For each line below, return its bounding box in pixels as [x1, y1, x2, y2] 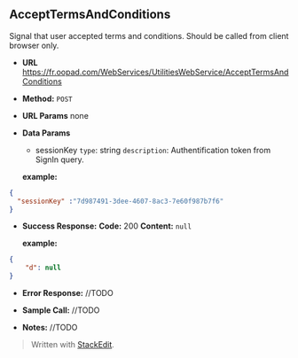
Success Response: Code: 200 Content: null [21, 221, 192, 231]
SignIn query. [35, 154, 84, 165]
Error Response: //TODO [21, 288, 114, 299]
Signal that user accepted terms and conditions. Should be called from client [9, 30, 289, 41]
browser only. [9, 40, 59, 51]
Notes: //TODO [21, 323, 78, 333]
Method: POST [21, 93, 73, 104]
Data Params [21, 128, 71, 138]
